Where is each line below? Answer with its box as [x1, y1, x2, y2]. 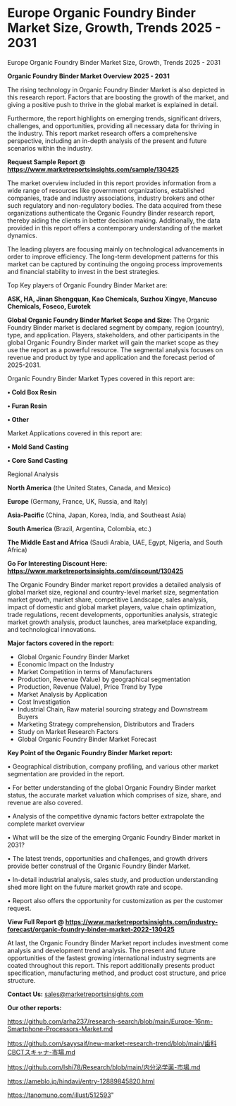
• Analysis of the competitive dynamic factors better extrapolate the [7, 812, 205, 820]
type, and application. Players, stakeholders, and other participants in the [7, 330, 220, 339]
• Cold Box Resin [7, 387, 57, 396]
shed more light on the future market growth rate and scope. [7, 883, 183, 891]
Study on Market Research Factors [17, 727, 118, 735]
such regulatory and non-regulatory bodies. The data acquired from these [7, 201, 222, 209]
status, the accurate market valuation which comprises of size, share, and [7, 790, 222, 799]
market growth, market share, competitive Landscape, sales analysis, [7, 595, 209, 604]
